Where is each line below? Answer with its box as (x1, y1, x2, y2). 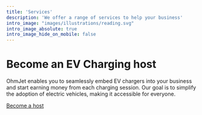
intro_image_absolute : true (6, 25, 78, 32)
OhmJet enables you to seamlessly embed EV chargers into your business (6, 77, 192, 85)
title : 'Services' (6, 8, 53, 15)
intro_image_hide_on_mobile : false (6, 31, 96, 38)
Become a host (6, 102, 44, 110)
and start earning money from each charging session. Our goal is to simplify (6, 84, 197, 91)
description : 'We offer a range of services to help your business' (6, 15, 183, 21)
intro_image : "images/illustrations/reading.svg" (6, 20, 135, 26)
